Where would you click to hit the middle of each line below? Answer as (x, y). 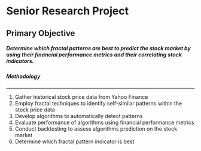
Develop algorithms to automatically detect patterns (79, 116)
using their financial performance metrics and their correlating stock (94, 55)
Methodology (23, 76)
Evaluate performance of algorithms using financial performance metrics (104, 122)
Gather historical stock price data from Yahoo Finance (81, 96)
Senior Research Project (68, 11)
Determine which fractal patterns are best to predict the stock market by (99, 49)
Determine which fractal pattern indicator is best (74, 141)
